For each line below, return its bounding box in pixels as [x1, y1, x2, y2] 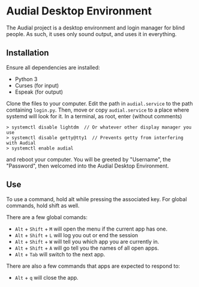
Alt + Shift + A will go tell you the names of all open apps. [14, 244, 159, 252]
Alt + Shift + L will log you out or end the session [14, 231, 138, 238]
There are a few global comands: [6, 213, 88, 220]
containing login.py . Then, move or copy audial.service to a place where [6, 106, 189, 113]
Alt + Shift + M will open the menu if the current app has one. [14, 225, 168, 232]
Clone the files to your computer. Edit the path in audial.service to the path [6, 100, 193, 107]
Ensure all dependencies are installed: [6, 64, 100, 71]
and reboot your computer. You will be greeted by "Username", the [6, 156, 171, 163]
